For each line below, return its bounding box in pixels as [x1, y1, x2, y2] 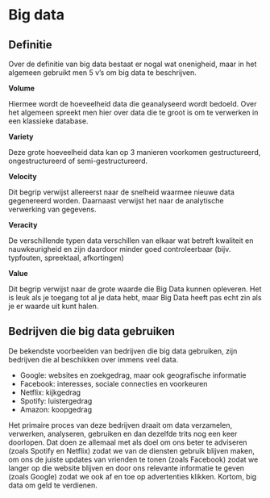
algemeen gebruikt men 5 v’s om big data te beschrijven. [8, 68, 197, 77]
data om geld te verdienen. [8, 480, 98, 490]
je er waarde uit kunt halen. [8, 301, 99, 311]
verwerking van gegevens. [8, 204, 97, 214]
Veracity [8, 220, 38, 229]
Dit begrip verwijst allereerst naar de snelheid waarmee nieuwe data [8, 187, 235, 197]
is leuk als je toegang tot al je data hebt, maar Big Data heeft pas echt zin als [8, 293, 262, 302]
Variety [8, 132, 34, 141]
